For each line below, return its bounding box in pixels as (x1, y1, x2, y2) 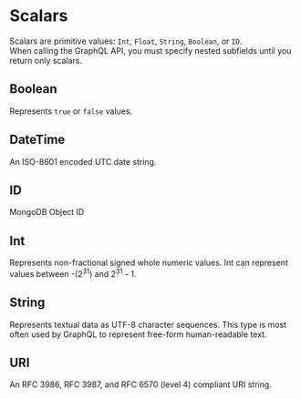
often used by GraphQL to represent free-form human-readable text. (9, 329, 267, 340)
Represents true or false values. (9, 106, 133, 117)
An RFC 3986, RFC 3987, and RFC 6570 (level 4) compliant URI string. (9, 379, 272, 390)
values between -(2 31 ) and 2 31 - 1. (9, 267, 137, 279)
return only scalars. (9, 55, 83, 66)
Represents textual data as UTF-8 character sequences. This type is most (9, 319, 287, 330)
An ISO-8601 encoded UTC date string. (9, 156, 157, 167)
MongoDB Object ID (9, 207, 85, 218)
